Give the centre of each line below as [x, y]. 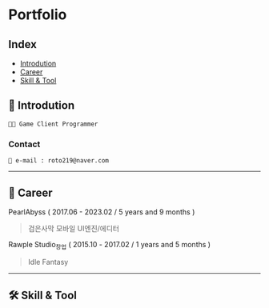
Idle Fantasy [48, 262]
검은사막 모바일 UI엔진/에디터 [74, 228]
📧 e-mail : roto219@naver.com [59, 161]
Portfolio [38, 15]
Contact [24, 144]
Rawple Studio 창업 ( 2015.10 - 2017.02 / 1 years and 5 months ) [109, 245]
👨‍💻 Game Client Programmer [53, 124]
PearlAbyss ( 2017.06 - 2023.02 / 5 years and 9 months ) [102, 212]
